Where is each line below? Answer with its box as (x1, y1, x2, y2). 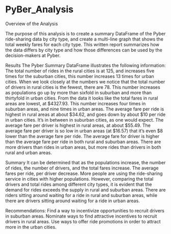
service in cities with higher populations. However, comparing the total (5, 175, 154, 182)
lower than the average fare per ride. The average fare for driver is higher (5, 133, 160, 139)
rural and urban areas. (5, 149, 52, 155)
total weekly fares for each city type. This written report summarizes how (5, 41, 160, 47)
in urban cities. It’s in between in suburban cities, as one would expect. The (5, 116, 164, 123)
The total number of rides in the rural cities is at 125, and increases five (5, 68, 155, 74)
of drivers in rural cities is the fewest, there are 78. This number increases (5, 84, 161, 90)
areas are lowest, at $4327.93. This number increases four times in (5, 100, 146, 106)
